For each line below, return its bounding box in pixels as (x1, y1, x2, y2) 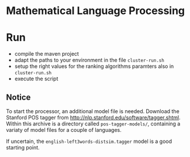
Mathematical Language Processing (6, 4, 185, 18)
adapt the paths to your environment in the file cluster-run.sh (14, 57, 165, 64)
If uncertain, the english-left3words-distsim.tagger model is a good (6, 138, 172, 145)
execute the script (14, 75, 58, 83)
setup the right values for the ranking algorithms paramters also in (14, 63, 174, 70)
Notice (6, 92, 31, 102)
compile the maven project (14, 50, 79, 57)
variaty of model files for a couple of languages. (6, 126, 122, 133)
